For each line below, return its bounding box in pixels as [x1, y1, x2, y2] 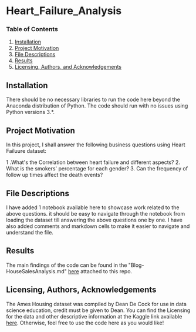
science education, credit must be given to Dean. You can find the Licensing [6, 307, 191, 314]
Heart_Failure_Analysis [6, 4, 122, 18]
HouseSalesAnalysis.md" [6, 267, 67, 274]
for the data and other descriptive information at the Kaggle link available [6, 313, 183, 320]
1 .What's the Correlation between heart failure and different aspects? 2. [6, 159, 181, 166]
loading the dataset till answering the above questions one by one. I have [6, 216, 183, 223]
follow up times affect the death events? [6, 172, 103, 179]
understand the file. [6, 229, 54, 236]
